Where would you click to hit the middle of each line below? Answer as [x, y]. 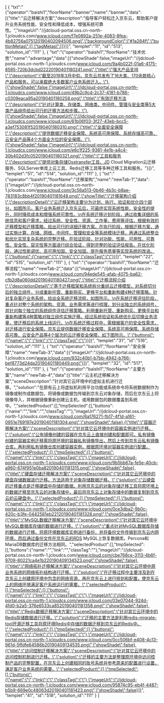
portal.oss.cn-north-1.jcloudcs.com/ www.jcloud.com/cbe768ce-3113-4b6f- [81, 555]
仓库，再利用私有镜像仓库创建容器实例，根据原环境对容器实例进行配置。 [78, 447]
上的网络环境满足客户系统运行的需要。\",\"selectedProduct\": [66, 584]
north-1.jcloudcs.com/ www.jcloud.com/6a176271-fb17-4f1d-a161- [71, 416]
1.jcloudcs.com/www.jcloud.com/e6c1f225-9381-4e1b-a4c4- [66, 150]
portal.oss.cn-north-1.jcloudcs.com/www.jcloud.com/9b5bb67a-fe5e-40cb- [82, 463]
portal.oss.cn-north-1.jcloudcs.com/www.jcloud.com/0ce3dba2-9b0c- [76, 509]
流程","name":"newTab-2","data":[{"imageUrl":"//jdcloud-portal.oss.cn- [81, 268]
